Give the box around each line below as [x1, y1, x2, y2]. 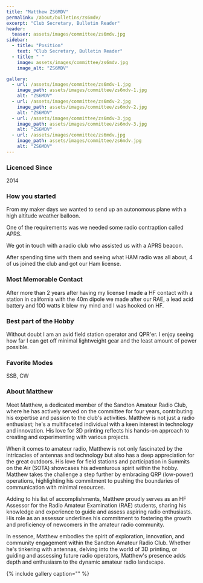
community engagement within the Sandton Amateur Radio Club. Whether [6, 539, 191, 546]
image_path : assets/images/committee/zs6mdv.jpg [17, 138, 142, 144]
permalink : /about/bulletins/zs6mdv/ [6, 14, 101, 21]
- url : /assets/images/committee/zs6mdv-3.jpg [11, 115, 131, 121]
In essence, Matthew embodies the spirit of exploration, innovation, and [6, 532, 185, 540]
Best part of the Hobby [6, 317, 74, 325]
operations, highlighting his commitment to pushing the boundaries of [6, 477, 180, 484]
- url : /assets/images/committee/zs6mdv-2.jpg [11, 98, 131, 105]
